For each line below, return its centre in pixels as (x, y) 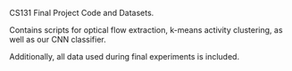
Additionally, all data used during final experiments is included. (124, 56)
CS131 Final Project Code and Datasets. (82, 13)
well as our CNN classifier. (58, 39)
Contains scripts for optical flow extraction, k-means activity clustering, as (146, 30)
